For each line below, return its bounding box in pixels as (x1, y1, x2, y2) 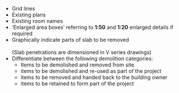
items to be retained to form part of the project (20, 80, 134, 87)
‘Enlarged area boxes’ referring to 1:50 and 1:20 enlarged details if (11, 24, 174, 31)
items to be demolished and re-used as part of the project (20, 68, 162, 74)
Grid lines (11, 5, 35, 12)
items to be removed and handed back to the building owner (20, 74, 168, 81)
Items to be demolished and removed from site (20, 61, 135, 68)
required (11, 30, 33, 37)
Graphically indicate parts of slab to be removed (11, 36, 129, 43)
